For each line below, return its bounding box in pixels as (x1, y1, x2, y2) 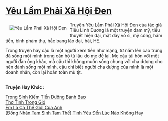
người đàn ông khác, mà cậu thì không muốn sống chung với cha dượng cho (5, 58, 163, 64)
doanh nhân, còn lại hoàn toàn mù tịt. (5, 69, 82, 75)
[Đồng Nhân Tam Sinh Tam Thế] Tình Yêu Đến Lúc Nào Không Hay (5, 110, 143, 116)
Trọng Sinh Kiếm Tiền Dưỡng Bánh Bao (5, 94, 86, 100)
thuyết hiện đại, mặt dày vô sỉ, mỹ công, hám (69, 32, 162, 38)
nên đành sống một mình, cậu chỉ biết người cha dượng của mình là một (5, 64, 154, 70)
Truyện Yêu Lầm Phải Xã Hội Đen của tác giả (69, 22, 162, 28)
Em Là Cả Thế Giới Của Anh (5, 104, 63, 110)
